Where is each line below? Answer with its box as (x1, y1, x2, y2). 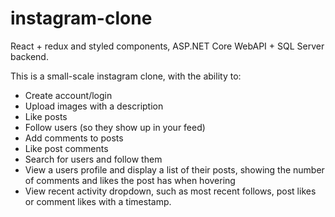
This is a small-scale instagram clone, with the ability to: (10, 70, 242, 82)
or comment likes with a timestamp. (24, 195, 172, 207)
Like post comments (24, 142, 109, 154)
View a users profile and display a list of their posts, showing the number (24, 163, 325, 176)
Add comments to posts (24, 132, 124, 144)
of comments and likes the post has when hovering (24, 174, 236, 186)
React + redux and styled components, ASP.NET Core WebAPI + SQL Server (10, 40, 325, 52)
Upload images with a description (24, 100, 164, 112)
